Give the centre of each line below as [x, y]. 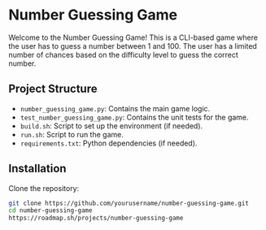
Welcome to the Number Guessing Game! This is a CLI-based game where [133, 37]
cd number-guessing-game [50, 210]
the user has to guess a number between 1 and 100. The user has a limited [133, 46]
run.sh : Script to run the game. [72, 134]
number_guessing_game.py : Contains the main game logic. [115, 108]
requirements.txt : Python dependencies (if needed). [109, 143]
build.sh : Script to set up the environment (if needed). [111, 126]
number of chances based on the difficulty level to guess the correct [123, 54]
